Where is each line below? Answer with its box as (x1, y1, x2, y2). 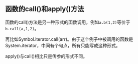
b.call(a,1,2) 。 (5, 25, 39, 31)
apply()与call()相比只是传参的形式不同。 (5, 53, 88, 59)
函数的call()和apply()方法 (5, 5, 84, 14)
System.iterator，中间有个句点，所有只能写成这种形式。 (5, 42, 120, 48)
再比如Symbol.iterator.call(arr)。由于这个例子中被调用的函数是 (5, 36, 133, 42)
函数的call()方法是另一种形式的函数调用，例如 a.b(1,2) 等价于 (5, 19, 130, 25)
